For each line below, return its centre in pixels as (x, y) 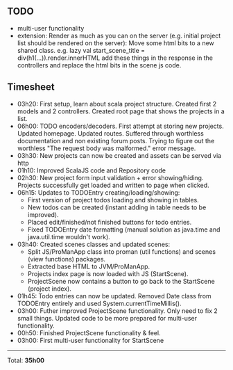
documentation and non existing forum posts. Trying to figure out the (116, 140)
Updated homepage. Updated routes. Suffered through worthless (111, 133)
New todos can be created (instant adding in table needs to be (117, 207)
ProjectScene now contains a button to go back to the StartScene (121, 281)
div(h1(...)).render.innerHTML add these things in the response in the (115, 58)
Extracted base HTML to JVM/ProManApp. (89, 266)
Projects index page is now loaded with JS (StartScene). (108, 273)
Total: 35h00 (26, 360)
